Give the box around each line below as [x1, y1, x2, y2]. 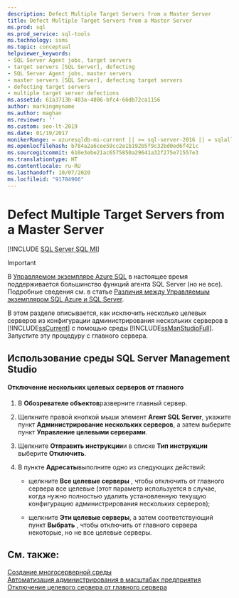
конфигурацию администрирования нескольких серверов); [28, 499, 211, 508]
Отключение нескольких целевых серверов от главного [7, 383, 184, 392]
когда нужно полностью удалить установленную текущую [28, 492, 207, 501]
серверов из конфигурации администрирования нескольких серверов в [7, 316, 228, 325]
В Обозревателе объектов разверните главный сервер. [17, 399, 188, 407]
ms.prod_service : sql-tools [7, 30, 91, 38]
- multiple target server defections [7, 90, 119, 97]
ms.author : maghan [7, 110, 62, 117]
